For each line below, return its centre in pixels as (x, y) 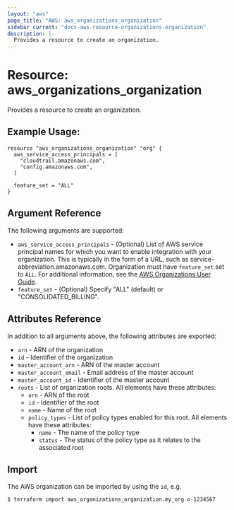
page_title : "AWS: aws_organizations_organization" (85, 21)
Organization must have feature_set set (166, 267)
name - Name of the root (62, 410)
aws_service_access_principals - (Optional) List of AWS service (110, 244)
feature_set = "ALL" (44, 185)
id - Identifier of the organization (65, 357)
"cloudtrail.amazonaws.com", (63, 161)
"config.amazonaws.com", (56, 167)
